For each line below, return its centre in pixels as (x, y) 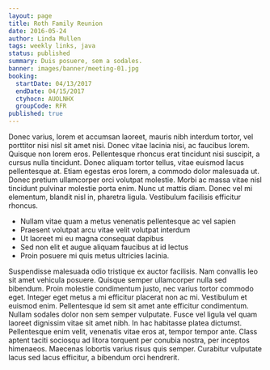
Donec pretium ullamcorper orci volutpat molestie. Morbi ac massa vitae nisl (135, 180)
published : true (36, 114)
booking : (23, 76)
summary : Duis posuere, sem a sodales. (76, 62)
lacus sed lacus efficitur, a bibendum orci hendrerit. (94, 357)
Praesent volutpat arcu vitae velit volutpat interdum (105, 230)
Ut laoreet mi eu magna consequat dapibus (92, 238)
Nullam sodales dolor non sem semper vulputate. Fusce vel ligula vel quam (133, 314)
